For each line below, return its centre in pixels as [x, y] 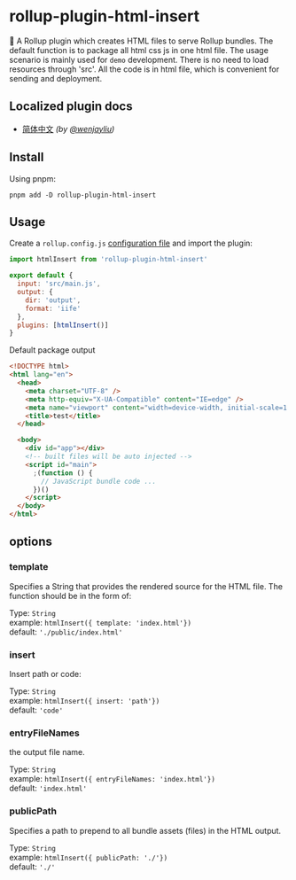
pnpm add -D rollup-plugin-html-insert [83, 195]
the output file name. [47, 752]
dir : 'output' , [53, 300]
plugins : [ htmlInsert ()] [63, 325]
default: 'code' [36, 710]
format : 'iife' [53, 308]
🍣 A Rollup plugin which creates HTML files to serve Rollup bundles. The [141, 41]
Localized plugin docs [71, 107]
